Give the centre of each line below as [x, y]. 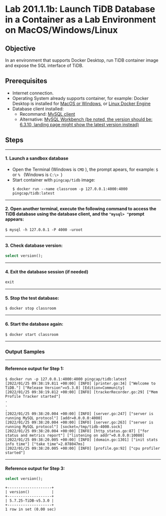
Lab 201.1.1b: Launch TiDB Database [80, 9]
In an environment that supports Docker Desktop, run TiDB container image [82, 60]
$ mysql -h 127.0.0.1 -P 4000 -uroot [44, 230]
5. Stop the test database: [32, 298]
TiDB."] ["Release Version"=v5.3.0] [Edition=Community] [65, 388]
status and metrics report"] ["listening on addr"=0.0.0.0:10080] [75, 436]
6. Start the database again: [34, 324]
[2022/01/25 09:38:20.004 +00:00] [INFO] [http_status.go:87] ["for [77, 431]
